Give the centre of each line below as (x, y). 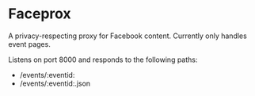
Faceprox (40, 14)
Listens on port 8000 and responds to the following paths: (103, 60)
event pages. (30, 44)
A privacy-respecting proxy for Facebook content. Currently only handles (127, 36)
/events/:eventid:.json (55, 83)
